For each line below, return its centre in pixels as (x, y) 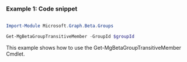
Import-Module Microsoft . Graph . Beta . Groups (60, 26)
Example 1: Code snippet (42, 9)
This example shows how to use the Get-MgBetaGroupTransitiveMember (93, 48)
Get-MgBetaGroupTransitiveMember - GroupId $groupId (70, 37)
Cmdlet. (15, 54)
